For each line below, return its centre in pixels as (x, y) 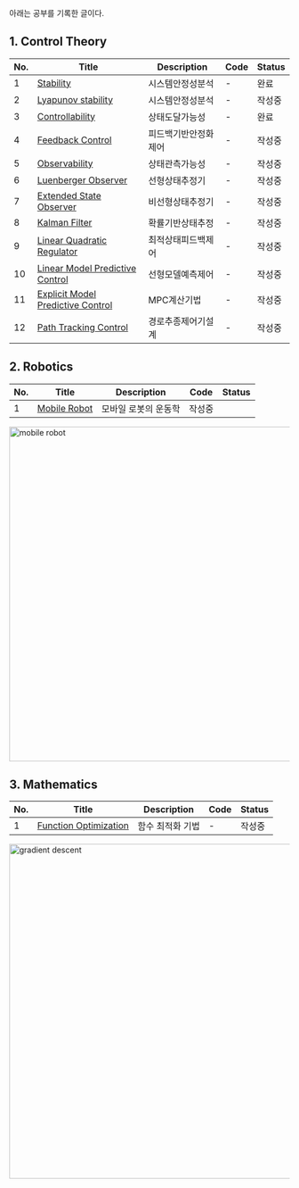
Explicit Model (66, 294)
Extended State (69, 195)
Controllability (66, 116)
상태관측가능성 (177, 163)
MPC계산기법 (175, 300)
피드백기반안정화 (181, 134)
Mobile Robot (65, 408)
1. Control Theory (58, 42)
